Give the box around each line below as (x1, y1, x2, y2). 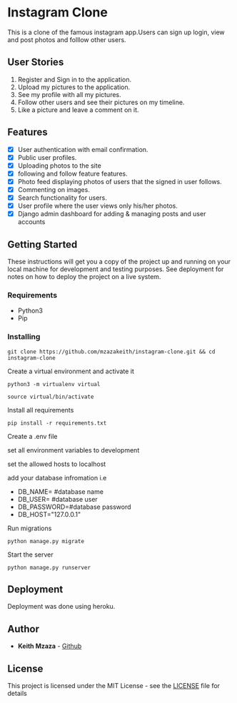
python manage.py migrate (7, 537, 84, 545)
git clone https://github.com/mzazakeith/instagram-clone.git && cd (7, 348, 216, 355)
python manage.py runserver (7, 564, 91, 571)
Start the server (7, 550, 54, 559)
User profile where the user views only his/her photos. (17, 201, 178, 210)
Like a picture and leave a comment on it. (17, 105, 139, 114)
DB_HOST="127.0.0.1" (17, 510, 81, 518)
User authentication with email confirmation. (17, 145, 148, 153)
